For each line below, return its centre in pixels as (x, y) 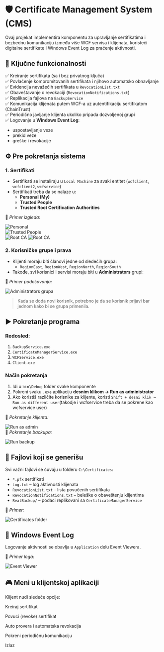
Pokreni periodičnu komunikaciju (39, 636)
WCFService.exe (28, 358)
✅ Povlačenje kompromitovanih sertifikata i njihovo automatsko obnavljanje (82, 81)
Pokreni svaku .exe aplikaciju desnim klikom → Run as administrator (83, 392)
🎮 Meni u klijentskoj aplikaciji (52, 583)
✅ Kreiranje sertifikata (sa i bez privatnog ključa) (55, 76)
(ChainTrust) (18, 109)
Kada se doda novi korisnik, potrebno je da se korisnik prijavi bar (83, 301)
